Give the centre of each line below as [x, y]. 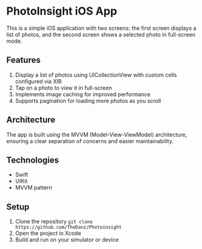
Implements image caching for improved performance [83, 94]
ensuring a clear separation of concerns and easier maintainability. [90, 141]
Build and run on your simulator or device [67, 240]
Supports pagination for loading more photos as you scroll [88, 100]
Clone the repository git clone [54, 222]
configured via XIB [38, 81]
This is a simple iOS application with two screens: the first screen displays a [101, 28]
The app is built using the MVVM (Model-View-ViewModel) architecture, [97, 135]
